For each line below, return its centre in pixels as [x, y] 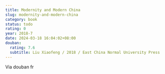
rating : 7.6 [23, 48]
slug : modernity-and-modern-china [42, 15]
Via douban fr [20, 67]
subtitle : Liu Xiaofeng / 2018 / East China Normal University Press [85, 52]
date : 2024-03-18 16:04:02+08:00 [41, 39]
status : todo [19, 24]
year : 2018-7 [19, 33]
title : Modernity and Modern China [43, 10]
